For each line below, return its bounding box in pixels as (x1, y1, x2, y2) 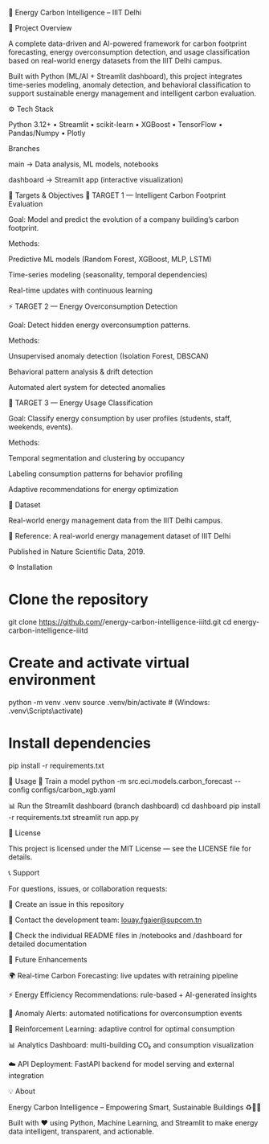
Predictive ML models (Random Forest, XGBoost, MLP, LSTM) (8, 254, 212, 264)
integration (8, 1070, 44, 1080)
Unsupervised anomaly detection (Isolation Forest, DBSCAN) (8, 351, 209, 361)
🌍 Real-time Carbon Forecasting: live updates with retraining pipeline (8, 970, 238, 980)
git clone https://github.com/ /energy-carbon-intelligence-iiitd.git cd (8, 617, 232, 626)
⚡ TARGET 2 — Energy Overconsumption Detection (8, 301, 178, 311)
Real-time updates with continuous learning (8, 285, 153, 295)
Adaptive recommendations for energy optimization (8, 485, 179, 494)
